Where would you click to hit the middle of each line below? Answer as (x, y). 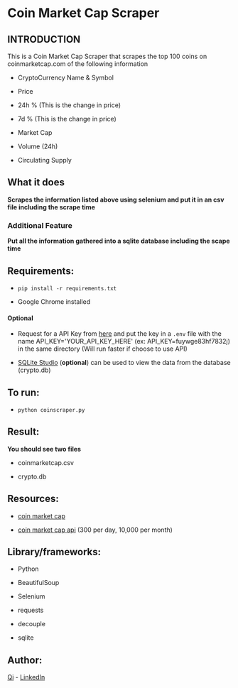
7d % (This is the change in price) (67, 119)
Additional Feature (40, 225)
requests (31, 610)
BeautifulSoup (38, 583)
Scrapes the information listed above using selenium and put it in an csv (116, 200)
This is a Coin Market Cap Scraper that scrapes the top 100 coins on (107, 56)
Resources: (33, 499)
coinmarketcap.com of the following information (78, 64)
